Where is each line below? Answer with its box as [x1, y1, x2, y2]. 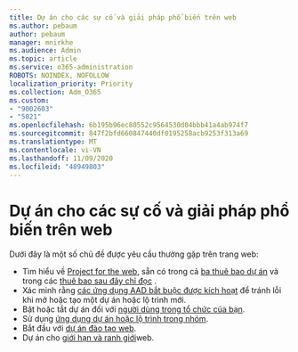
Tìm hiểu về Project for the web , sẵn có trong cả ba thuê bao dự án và [21, 266, 278, 277]
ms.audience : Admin [9, 46, 82, 55]
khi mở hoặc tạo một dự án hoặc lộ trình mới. [21, 295, 187, 306]
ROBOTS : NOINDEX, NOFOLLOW [9, 71, 109, 80]
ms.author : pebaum [9, 21, 77, 30]
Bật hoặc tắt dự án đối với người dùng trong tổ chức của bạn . [21, 304, 246, 315]
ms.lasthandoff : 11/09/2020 [9, 153, 114, 163]
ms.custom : [9, 95, 50, 105]
